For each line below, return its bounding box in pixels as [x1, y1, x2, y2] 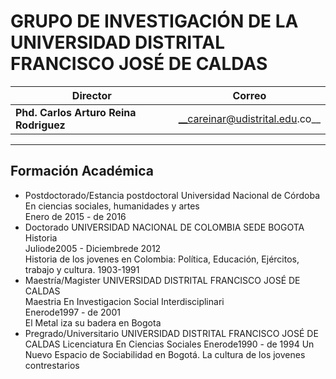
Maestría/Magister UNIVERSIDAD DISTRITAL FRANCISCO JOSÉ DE [24, 274, 301, 286]
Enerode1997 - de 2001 [24, 306, 121, 318]
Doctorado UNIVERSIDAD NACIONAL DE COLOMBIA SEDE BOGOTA [24, 221, 305, 233]
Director [71, 88, 112, 102]
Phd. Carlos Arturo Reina [15, 105, 137, 119]
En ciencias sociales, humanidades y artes [24, 200, 200, 212]
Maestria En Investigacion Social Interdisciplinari [24, 295, 225, 307]
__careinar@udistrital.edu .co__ [178, 111, 321, 125]
